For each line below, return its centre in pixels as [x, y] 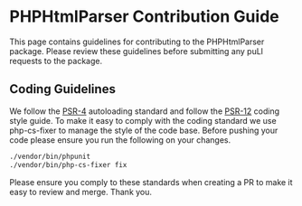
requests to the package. [56, 61]
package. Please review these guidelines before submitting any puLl [137, 51]
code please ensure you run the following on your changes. [120, 140]
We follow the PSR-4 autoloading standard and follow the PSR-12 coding [145, 111]
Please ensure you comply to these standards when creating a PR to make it [151, 182]
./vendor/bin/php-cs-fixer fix [68, 164]
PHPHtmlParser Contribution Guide [144, 17]
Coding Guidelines [62, 89]
